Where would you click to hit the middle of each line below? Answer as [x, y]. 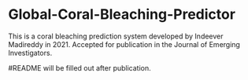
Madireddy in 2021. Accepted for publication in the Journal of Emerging [124, 44]
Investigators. [30, 53]
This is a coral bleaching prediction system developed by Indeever [116, 36]
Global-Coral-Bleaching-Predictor [122, 15]
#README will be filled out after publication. [80, 67]
